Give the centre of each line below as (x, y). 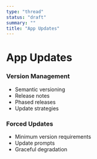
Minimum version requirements (53, 137)
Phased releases (35, 102)
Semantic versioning (40, 89)
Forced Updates (30, 124)
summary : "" (21, 23)
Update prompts (35, 143)
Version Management (38, 76)
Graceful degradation (41, 149)
